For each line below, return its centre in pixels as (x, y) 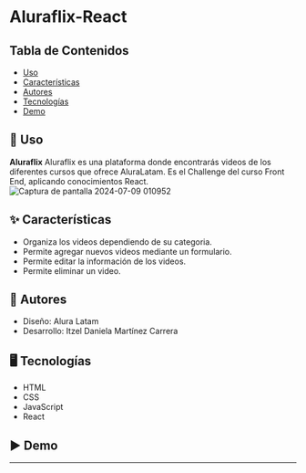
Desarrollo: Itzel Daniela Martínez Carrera (100, 331)
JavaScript (43, 407)
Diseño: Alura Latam (61, 321)
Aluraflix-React (68, 17)
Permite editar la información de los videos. (104, 261)
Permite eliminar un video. (71, 270)
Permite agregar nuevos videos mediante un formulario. (127, 251)
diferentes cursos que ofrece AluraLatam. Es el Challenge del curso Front (147, 172)
